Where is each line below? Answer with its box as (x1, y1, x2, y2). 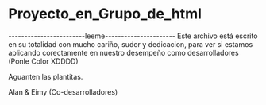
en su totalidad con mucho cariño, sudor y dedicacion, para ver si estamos (8, 39, 253, 49)
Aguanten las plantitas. (8, 72, 83, 81)
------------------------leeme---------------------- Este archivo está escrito (8, 31, 258, 41)
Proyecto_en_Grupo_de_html (8, 5, 202, 23)
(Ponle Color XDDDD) (8, 56, 79, 66)
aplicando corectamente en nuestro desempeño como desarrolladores (8, 48, 240, 57)
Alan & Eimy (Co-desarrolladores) (8, 87, 118, 96)
